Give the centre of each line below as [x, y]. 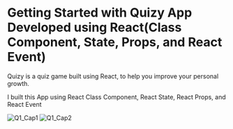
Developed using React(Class [95, 27]
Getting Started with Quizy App [100, 13]
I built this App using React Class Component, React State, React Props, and [117, 97]
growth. [18, 83]
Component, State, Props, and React [115, 42]
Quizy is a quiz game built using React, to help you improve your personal [113, 76]
